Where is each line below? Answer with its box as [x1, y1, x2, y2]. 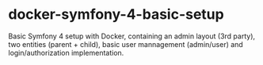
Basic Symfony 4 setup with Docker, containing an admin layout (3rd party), [8, 31, 256, 41]
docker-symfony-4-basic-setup [8, 5, 224, 23]
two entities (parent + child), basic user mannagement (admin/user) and [8, 39, 243, 49]
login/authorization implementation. [8, 48, 124, 57]
